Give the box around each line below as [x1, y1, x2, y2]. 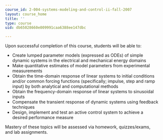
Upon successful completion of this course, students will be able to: [5, 43, 142, 49]
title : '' [5, 16, 25, 21]
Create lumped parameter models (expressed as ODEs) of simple [12, 52, 143, 59]
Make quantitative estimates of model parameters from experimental [12, 63, 150, 69]
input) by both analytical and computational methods [12, 83, 119, 89]
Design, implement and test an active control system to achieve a [12, 109, 143, 115]
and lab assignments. [5, 129, 48, 135]
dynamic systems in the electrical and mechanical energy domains [12, 58, 146, 63]
